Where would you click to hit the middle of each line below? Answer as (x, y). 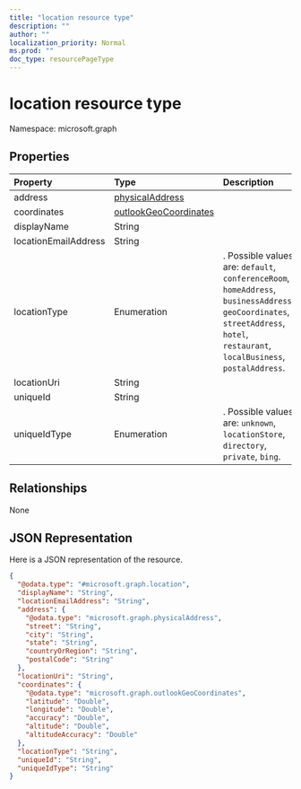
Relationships (48, 489)
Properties (39, 157)
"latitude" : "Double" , (68, 701)
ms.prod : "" (31, 51)
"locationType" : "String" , (68, 751)
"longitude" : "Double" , (70, 710)
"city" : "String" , (60, 635)
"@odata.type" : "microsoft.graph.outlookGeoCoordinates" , (136, 693)
